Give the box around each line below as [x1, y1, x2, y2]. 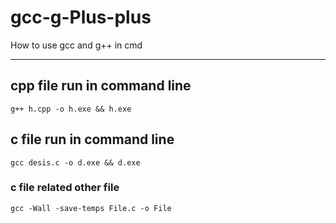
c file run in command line [10, 131, 175, 148]
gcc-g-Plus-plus [10, 6, 152, 29]
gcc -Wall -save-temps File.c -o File [10, 203, 172, 213]
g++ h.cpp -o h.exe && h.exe [10, 104, 132, 114]
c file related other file [10, 181, 120, 195]
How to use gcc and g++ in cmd [10, 39, 143, 51]
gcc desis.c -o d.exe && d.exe [10, 157, 141, 168]
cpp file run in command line [10, 77, 192, 95]
